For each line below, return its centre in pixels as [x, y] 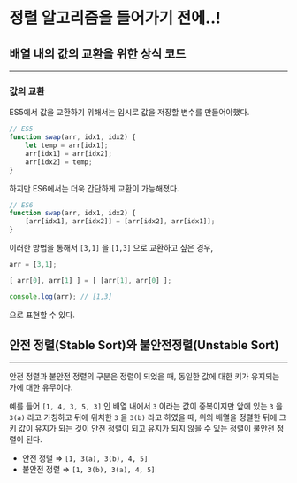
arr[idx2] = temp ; [59, 162]
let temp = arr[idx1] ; [67, 146]
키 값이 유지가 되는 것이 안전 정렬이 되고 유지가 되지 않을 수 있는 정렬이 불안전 [142, 428]
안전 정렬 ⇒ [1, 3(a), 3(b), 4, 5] [85, 458]
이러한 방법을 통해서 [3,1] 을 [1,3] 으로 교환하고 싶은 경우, [111, 248]
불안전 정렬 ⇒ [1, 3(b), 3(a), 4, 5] [88, 470]
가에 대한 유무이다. [41, 387]
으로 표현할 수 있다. [42, 315]
